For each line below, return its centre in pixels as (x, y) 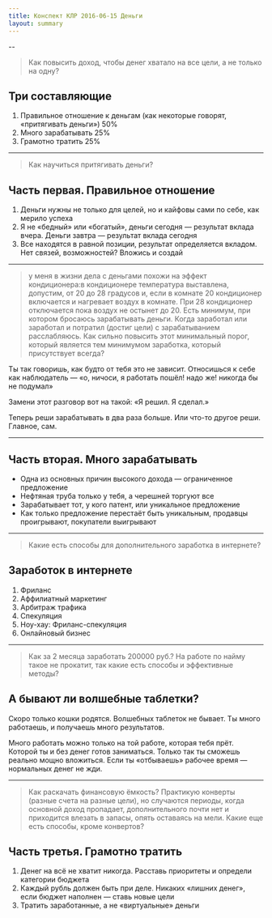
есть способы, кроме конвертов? (86, 826)
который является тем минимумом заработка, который (124, 345)
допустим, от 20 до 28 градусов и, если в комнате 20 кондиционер (145, 293)
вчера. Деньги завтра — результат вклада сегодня (108, 236)
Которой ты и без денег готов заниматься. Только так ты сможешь (124, 751)
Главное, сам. (33, 427)
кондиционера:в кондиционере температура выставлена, (128, 285)
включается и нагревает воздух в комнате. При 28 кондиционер (140, 302)
